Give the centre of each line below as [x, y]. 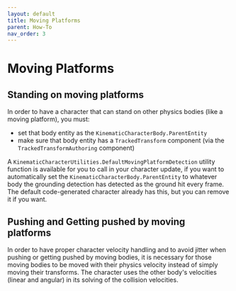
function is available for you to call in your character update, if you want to [116, 169]
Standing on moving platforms [75, 95]
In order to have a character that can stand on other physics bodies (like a [115, 112]
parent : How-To [30, 27]
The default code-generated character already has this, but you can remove [118, 192]
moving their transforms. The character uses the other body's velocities [112, 273]
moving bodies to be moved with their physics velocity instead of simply [113, 265]
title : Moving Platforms [44, 21]
